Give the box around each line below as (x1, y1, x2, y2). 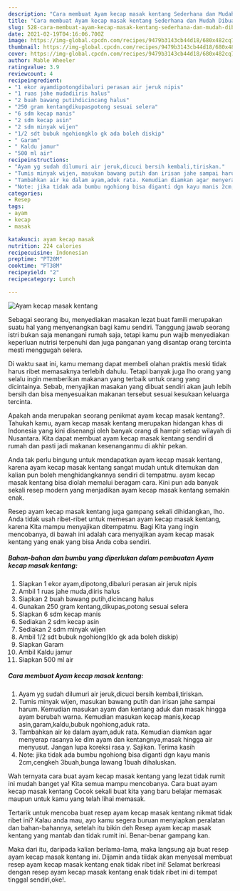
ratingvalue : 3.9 (8, 64, 60, 71)
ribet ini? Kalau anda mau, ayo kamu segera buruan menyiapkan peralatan (8, 815, 226, 825)
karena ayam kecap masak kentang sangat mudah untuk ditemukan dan (8, 463, 219, 471)
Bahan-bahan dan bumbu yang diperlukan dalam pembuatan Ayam (8, 554, 214, 563)
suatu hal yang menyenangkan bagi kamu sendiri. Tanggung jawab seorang (8, 323, 230, 331)
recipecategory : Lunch (8, 276, 75, 283)
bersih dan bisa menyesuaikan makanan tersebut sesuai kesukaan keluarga (8, 390, 230, 398)
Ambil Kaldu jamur (18, 648, 73, 656)
